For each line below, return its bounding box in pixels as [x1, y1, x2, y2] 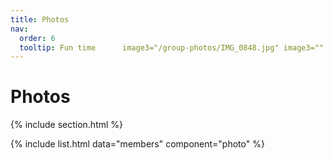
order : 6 [19, 33, 56, 43]
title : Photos [10, 14, 70, 25]
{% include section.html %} [10, 119, 124, 131]
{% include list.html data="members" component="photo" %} [10, 138, 265, 150]
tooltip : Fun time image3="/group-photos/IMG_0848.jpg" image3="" [19, 42, 325, 53]
